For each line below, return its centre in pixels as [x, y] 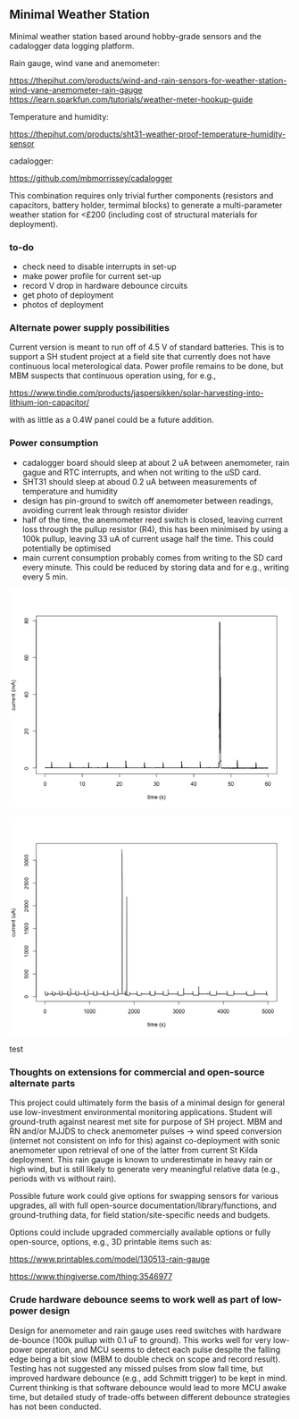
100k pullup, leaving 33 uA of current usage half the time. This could [148, 538]
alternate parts [42, 1083]
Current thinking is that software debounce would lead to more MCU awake [148, 1387]
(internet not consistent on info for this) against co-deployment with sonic [145, 1141]
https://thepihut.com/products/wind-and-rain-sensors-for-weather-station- [148, 80]
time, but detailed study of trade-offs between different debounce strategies [150, 1397]
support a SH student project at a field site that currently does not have [140, 357]
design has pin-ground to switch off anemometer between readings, [148, 501]
